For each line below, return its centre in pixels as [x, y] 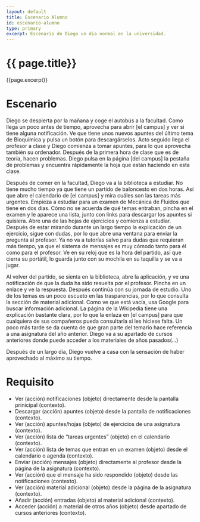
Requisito [30, 382]
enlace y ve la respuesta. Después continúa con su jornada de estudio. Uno [99, 289]
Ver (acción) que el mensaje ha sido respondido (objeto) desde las [96, 474]
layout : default [26, 12]
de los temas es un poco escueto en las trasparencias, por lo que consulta [97, 296]
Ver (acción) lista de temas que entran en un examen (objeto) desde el [101, 449]
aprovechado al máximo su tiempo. [49, 358]
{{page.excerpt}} [27, 80]
